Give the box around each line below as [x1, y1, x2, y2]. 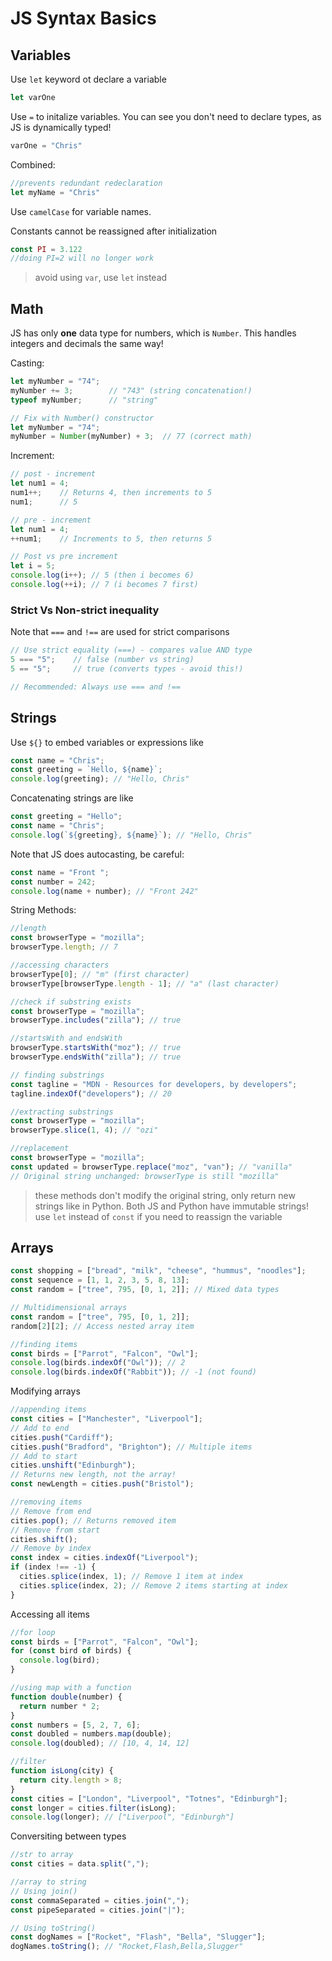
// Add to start [10, 1451, 78, 1461]
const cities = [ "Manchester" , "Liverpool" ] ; [10, 1414, 203, 1424]
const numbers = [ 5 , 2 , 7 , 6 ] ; [10, 1720, 141, 1730]
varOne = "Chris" [10, 140, 83, 151]
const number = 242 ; [10, 877, 97, 887]
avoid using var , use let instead [34, 272, 168, 284]
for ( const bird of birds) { [10, 1646, 132, 1656]
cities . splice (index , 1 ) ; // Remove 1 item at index [19, 1572, 244, 1582]
